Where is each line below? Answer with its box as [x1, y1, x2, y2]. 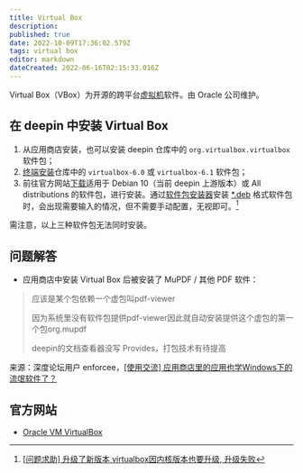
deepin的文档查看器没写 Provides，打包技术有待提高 [31, 343, 227, 354]
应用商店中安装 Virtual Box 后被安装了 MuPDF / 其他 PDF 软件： [22, 274, 259, 285]
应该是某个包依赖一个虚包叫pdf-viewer [31, 294, 176, 305]
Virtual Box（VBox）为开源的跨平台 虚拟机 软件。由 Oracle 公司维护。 [9, 89, 264, 100]
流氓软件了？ [9, 373, 57, 384]
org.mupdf [47, 323, 87, 334]
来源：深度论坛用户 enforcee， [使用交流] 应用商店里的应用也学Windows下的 [9, 362, 293, 373]
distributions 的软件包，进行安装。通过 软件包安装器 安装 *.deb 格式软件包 [22, 188, 293, 199]
